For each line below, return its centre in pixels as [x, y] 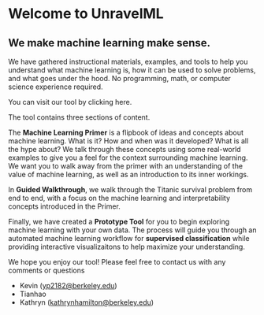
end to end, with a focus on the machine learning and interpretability [119, 198]
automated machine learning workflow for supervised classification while [129, 238]
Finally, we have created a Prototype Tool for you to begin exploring [119, 222]
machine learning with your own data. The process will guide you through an [132, 230]
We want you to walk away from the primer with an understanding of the [125, 166]
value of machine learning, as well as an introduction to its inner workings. [128, 174]
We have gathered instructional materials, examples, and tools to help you [128, 61]
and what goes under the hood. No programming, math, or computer [119, 78]
